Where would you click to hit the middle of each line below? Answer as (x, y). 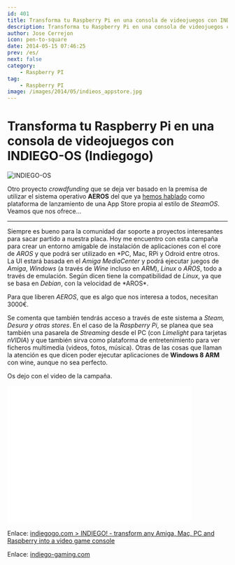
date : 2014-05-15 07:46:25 (47, 46)
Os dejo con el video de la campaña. (60, 376)
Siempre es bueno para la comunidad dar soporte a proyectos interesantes (115, 231)
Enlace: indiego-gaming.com (49, 555)
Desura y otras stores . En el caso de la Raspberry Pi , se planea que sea (110, 325)
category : (22, 66)
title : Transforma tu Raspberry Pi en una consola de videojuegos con (112, 20)
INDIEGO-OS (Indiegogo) (80, 156)
